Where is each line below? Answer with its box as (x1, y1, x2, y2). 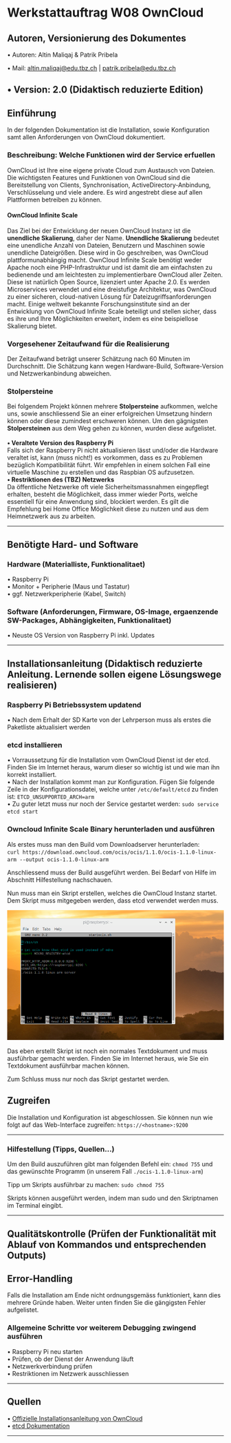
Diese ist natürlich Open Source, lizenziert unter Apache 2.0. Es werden (7, 277, 210, 286)
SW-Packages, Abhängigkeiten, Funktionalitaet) (7, 616, 172, 625)
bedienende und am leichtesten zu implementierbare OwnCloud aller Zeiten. (7, 271, 223, 279)
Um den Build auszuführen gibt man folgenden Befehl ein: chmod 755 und (7, 1160, 213, 1168)
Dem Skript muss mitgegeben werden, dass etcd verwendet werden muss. (7, 896, 219, 905)
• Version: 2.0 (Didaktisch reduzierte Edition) (7, 84, 204, 96)
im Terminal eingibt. (7, 1201, 63, 1210)
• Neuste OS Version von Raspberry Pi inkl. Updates (7, 631, 155, 640)
